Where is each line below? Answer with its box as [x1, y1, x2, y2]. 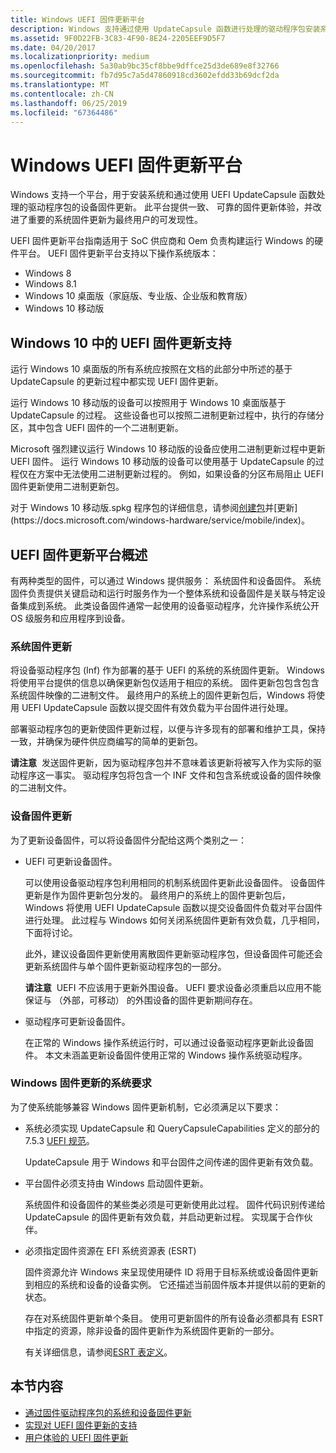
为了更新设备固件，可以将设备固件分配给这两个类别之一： [10, 834, 247, 846]
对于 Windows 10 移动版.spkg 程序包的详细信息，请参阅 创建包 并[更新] [10, 502, 298, 514]
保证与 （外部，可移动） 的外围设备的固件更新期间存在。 [24, 994, 258, 1006]
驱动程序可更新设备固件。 [24, 1015, 131, 1027]
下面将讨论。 [24, 926, 78, 938]
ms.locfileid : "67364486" [10, 107, 118, 118]
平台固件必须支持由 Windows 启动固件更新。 [24, 1177, 209, 1189]
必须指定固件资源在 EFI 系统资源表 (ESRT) [24, 1244, 197, 1256]
